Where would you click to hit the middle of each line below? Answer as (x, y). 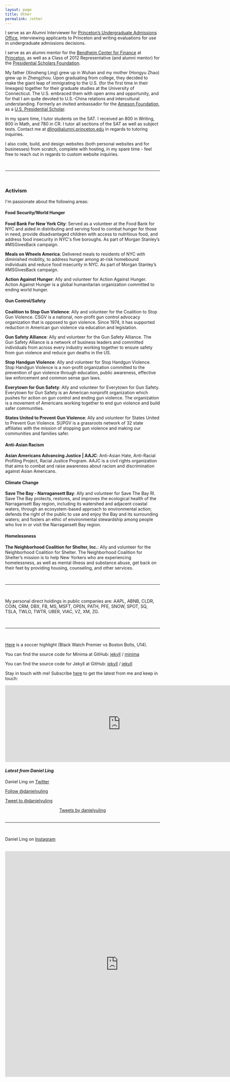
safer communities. (25, 408)
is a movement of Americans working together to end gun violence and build (83, 403)
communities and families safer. (37, 433)
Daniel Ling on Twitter (27, 781)
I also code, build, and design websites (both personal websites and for (77, 144)
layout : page (18, 10)
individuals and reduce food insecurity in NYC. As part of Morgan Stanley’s (81, 264)
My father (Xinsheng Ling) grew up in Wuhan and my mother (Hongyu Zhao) (82, 73)
